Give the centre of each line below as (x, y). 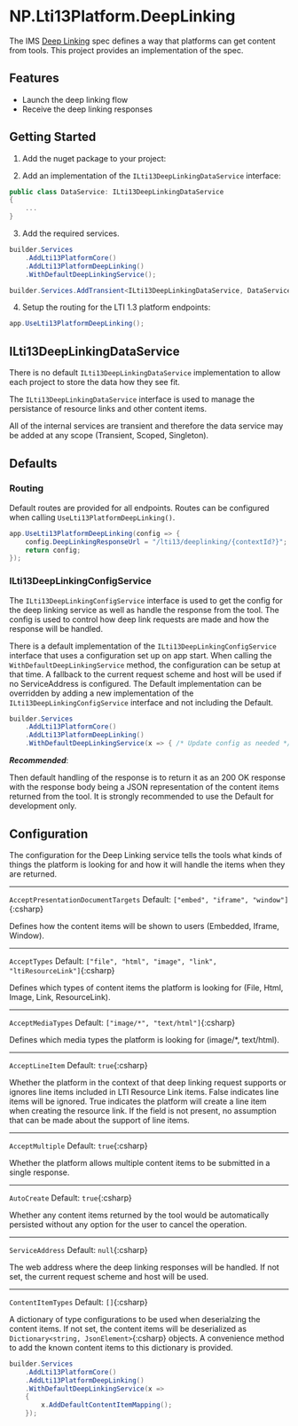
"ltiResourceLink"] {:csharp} (62, 970)
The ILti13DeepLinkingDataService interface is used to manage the (132, 399)
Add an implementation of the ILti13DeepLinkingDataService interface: (151, 176)
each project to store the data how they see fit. (94, 382)
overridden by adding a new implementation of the (102, 693)
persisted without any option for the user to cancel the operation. (128, 1224)
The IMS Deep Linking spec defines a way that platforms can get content (143, 41)
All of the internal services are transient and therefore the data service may (146, 426)
